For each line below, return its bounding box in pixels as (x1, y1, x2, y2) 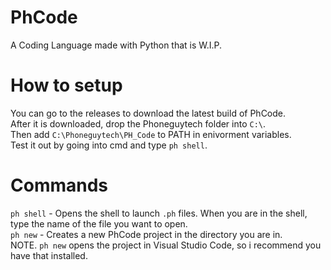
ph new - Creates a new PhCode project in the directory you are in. (10, 228, 283, 240)
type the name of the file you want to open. (10, 217, 188, 230)
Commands (10, 174, 109, 197)
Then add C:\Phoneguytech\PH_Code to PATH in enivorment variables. (10, 128, 292, 140)
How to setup (10, 74, 123, 97)
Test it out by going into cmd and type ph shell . (10, 139, 208, 151)
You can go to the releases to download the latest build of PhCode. (10, 107, 287, 119)
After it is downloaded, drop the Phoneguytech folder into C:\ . (10, 117, 267, 130)
